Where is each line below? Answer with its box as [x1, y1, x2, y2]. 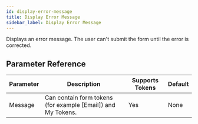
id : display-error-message [6, 8, 72, 15]
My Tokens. [44, 108, 77, 116]
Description [67, 80, 101, 88]
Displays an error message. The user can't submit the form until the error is [6, 36, 189, 43]
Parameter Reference [6, 59, 87, 69]
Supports [131, 76, 159, 85]
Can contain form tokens [44, 93, 113, 102]
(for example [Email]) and [44, 101, 116, 109]
